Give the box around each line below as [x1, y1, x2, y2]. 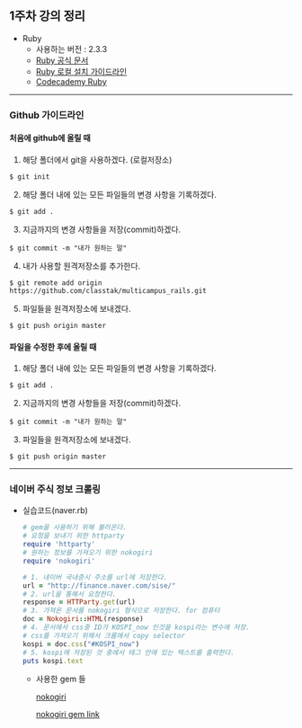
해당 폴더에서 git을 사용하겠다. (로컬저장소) [22, 154, 173, 164]
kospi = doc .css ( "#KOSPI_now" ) [22, 639, 140, 649]
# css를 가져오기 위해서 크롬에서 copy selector [22, 631, 186, 640]
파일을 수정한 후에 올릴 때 [9, 341, 97, 352]
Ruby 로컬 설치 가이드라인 [35, 66, 128, 76]
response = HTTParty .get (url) [22, 598, 137, 607]
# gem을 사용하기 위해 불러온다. [22, 523, 128, 532]
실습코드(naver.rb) [22, 505, 88, 516]
